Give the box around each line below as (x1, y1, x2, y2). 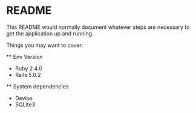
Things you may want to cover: (6, 41, 83, 49)
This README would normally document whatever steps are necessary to (6, 23, 190, 31)
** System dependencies (6, 82, 69, 90)
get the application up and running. (6, 29, 94, 37)
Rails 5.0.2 (15, 71, 41, 78)
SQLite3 (15, 100, 36, 108)
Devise (15, 94, 33, 102)
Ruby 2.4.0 (15, 64, 42, 72)
